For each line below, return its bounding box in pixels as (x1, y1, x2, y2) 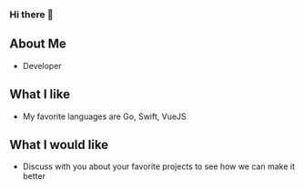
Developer (22, 60, 62, 71)
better (22, 171, 46, 182)
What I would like (9, 136, 109, 153)
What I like (9, 86, 71, 103)
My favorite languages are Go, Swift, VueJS (22, 111, 187, 122)
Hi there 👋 (9, 8, 55, 21)
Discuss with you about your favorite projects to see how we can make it (22, 161, 296, 172)
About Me (9, 36, 66, 52)
